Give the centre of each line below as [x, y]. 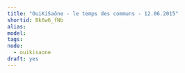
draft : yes [23, 59]
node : [15, 46]
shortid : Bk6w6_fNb [35, 20]
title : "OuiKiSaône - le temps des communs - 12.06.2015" [93, 14]
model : [17, 33]
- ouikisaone [32, 53]
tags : [15, 40]
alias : [17, 26]
